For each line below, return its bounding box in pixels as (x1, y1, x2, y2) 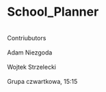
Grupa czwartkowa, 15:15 (7, 77, 78, 85)
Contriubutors (7, 33, 47, 42)
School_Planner (7, 4, 99, 20)
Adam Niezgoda (7, 48, 53, 57)
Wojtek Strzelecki (7, 63, 57, 71)
